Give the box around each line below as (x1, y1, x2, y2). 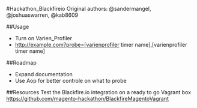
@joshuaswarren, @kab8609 (6, 11, 79, 19)
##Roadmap (6, 59, 37, 66)
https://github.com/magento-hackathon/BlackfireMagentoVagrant (6, 95, 169, 102)
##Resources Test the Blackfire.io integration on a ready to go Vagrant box (6, 89, 191, 95)
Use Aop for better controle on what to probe (14, 77, 127, 84)
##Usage (6, 23, 29, 30)
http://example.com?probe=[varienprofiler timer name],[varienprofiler (14, 41, 187, 48)
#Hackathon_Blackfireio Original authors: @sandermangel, (6, 5, 151, 12)
